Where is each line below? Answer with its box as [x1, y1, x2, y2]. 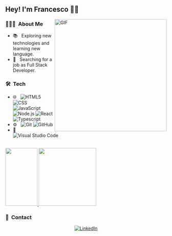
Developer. [12, 67, 36, 73]
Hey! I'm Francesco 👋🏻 [5, 5, 79, 14]
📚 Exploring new [12, 32, 52, 38]
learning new [12, 45, 40, 51]
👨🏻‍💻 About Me [5, 21, 44, 28]
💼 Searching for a [12, 56, 52, 62]
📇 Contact [5, 213, 32, 221]
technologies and [12, 40, 50, 46]
